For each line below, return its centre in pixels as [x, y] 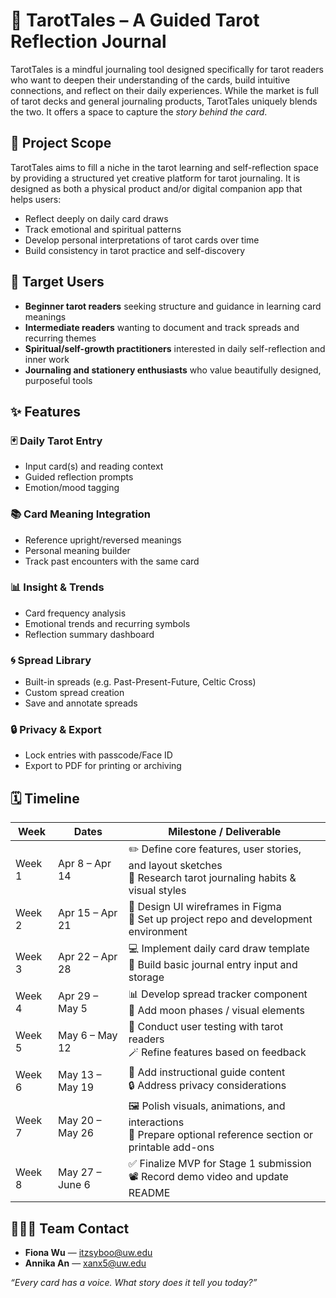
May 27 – [79, 1172]
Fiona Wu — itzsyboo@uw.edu [88, 1253]
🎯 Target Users [57, 282]
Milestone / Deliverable [225, 832]
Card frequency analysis [75, 613]
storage [146, 977]
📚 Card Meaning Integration [81, 514]
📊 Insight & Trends [57, 587]
